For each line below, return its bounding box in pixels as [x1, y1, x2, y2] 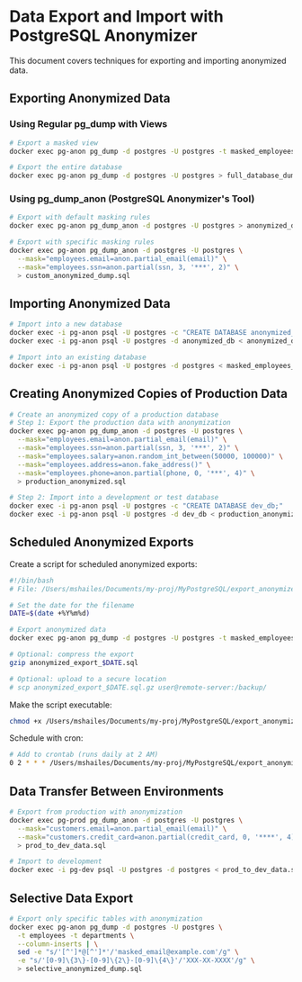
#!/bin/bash [9, 576, 54, 585]
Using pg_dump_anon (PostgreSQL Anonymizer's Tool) [9, 193, 255, 205]
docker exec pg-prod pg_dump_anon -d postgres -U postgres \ [9, 815, 244, 824]
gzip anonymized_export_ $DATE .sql [9, 658, 139, 667]
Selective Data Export [9, 890, 133, 905]
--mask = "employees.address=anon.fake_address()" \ [17, 460, 211, 469]
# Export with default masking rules [9, 213, 151, 222]
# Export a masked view [9, 138, 99, 148]
